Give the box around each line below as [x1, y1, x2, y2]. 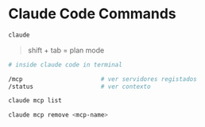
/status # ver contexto [8, 83, 151, 90]
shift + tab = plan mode [27, 45, 105, 55]
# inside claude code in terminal [8, 60, 123, 68]
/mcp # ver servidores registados [8, 75, 197, 83]
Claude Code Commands [8, 5, 176, 23]
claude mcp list [8, 97, 62, 105]
